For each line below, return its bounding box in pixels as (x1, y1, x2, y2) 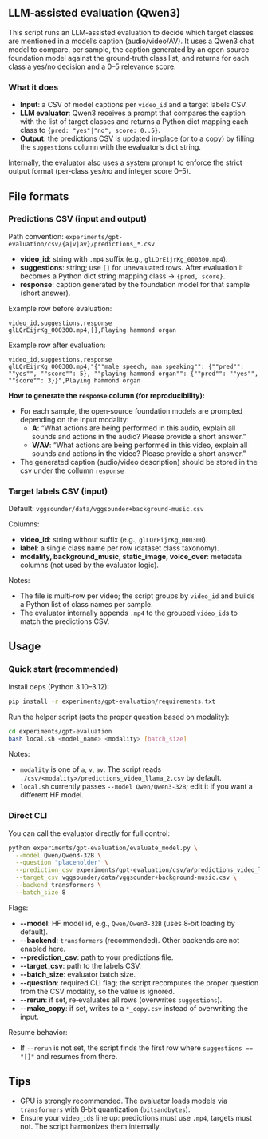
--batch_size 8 (15, 888, 66, 897)
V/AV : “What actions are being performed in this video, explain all (31, 440, 248, 450)
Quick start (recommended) (8, 664, 119, 675)
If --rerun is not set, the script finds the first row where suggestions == (19, 1043, 254, 1053)
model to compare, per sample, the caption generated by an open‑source (8, 44, 250, 54)
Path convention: (8, 231, 64, 241)
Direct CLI (8, 810, 48, 821)
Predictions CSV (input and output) (8, 214, 148, 225)
